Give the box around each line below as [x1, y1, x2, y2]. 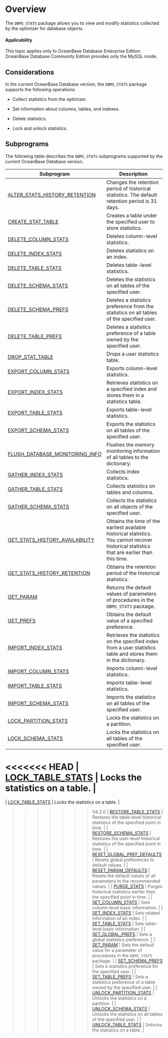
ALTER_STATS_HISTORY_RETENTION [7, 191, 96, 198]
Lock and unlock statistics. [12, 125, 67, 131]
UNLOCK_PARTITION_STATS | [92, 989, 154, 995]
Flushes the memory [106, 441, 155, 448]
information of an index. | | [92, 915, 147, 921]
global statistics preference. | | [92, 936, 155, 942]
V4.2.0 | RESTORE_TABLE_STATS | [92, 809, 163, 815]
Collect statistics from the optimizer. [12, 96, 87, 102]
